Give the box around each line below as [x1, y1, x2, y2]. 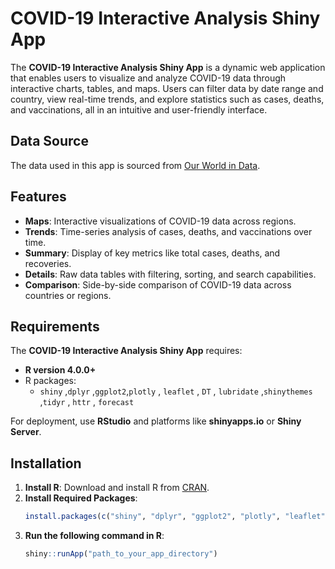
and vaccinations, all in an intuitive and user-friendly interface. [10, 103, 268, 116]
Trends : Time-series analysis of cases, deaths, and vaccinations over [24, 225, 313, 237]
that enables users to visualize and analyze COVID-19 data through [10, 72, 287, 84]
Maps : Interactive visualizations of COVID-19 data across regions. [24, 215, 297, 227]
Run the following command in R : [24, 530, 165, 542]
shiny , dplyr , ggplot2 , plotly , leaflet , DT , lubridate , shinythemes [39, 385, 313, 397]
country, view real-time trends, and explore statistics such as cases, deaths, [10, 93, 325, 105]
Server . [10, 426, 42, 438]
